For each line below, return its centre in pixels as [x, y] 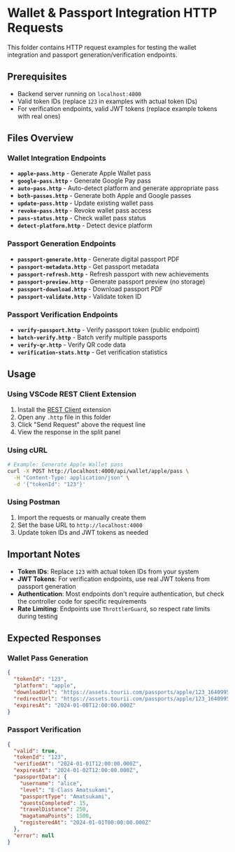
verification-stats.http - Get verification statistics [92, 352]
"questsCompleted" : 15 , [55, 803]
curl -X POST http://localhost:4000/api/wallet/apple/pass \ [98, 471]
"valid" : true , [36, 751]
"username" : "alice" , [51, 783]
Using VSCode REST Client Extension [72, 394]
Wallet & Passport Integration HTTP [112, 13]
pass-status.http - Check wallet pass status [82, 218]
